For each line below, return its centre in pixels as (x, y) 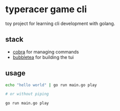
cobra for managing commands (46, 51)
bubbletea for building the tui (43, 57)
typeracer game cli (46, 9)
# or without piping (27, 94)
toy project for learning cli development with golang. (60, 23)
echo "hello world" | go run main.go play (51, 85)
